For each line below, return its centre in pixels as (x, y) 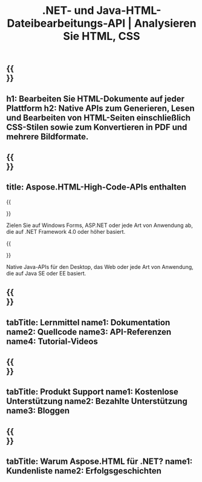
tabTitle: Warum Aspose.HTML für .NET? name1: (99, 462)
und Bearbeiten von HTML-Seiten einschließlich (99, 118)
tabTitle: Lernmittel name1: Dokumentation (88, 322)
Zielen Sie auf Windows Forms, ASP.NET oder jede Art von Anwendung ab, (100, 225)
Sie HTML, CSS (102, 36)
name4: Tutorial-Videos (52, 341)
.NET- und (68, 11)
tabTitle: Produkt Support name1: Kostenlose (92, 392)
